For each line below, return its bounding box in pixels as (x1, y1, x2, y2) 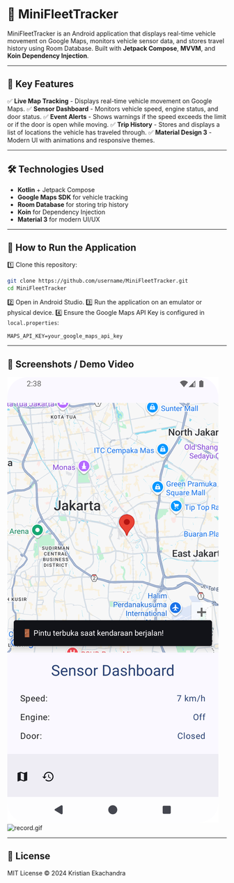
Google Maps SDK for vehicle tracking (17, 193, 129, 201)
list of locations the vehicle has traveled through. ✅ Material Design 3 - (7, 128, 212, 136)
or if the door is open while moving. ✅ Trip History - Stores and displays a (7, 120, 221, 128)
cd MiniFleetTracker (7, 285, 68, 292)
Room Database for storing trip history (17, 200, 129, 208)
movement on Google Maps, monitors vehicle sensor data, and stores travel (7, 36, 225, 45)
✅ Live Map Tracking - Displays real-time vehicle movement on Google (7, 97, 212, 105)
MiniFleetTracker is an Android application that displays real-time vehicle (7, 29, 216, 38)
